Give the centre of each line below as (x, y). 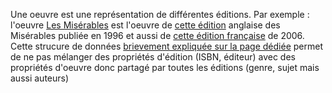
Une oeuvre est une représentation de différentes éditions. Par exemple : (160, 14)
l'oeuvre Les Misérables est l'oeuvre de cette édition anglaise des (145, 25)
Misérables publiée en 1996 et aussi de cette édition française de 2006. (157, 35)
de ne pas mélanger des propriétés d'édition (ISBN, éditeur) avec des (153, 57)
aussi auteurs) (40, 78)
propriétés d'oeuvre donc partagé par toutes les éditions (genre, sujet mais (165, 67)
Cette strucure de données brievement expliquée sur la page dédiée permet (166, 46)
